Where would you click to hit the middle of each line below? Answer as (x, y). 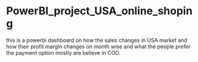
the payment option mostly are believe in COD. (63, 52)
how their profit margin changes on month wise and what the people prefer (98, 46)
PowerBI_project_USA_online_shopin (99, 11)
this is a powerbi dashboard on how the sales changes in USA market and (97, 40)
